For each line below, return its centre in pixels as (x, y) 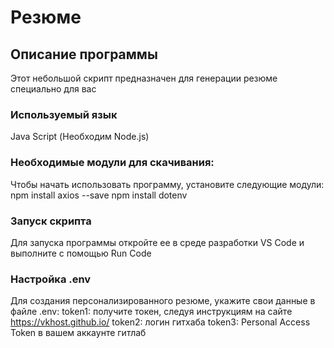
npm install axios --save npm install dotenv (99, 195)
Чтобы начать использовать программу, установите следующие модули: (167, 184)
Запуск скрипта (51, 221)
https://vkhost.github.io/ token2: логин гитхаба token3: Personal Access (160, 322)
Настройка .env (51, 279)
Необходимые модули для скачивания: (112, 163)
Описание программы (84, 54)
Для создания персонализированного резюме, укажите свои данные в (163, 301)
